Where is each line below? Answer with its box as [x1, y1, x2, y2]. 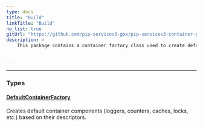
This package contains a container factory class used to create [17, 43, 185, 49]
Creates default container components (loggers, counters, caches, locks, [6, 107, 188, 114]
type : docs [6, 8, 34, 15]
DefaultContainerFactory [6, 94, 71, 101]
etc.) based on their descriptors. [6, 114, 86, 121]
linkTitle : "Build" [6, 20, 56, 26]
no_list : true [6, 25, 42, 32]
